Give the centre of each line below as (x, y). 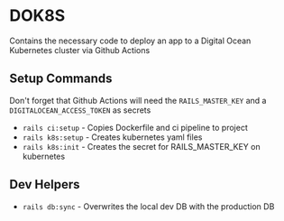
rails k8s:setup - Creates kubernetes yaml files (112, 137)
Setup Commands (61, 79)
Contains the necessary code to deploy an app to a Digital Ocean (130, 41)
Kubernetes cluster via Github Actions (80, 50)
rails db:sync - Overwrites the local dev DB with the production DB (148, 206)
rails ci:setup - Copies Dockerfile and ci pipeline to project (135, 127)
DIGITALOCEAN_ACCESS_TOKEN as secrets (80, 110)
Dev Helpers (45, 184)
